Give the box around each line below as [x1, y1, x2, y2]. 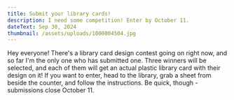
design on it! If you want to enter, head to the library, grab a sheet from [7, 71, 212, 80]
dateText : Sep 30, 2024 [7, 23, 77, 30]
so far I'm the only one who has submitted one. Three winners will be [7, 57, 207, 65]
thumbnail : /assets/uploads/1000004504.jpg [7, 29, 137, 37]
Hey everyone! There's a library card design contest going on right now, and [7, 49, 228, 57]
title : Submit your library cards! [7, 10, 111, 17]
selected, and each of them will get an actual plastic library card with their [7, 64, 221, 72]
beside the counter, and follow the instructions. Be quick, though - [7, 78, 198, 87]
